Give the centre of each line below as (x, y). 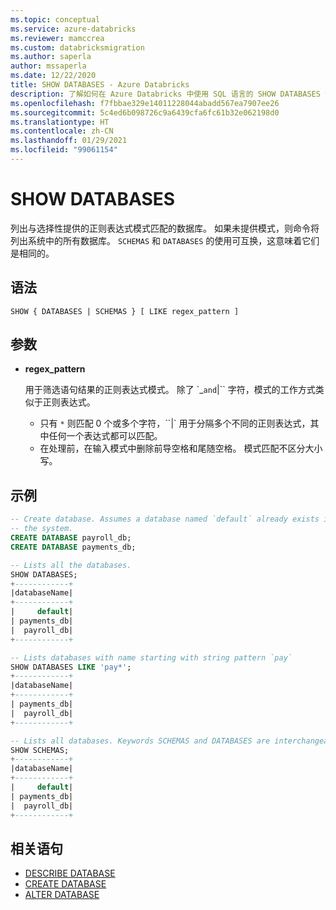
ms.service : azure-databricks (73, 29)
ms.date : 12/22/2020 (53, 76)
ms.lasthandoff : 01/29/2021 (69, 141)
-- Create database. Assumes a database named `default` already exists (165, 519)
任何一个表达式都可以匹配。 (105, 436)
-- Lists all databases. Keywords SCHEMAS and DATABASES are (140, 741)
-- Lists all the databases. (71, 565)
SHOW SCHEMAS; (40, 750)
